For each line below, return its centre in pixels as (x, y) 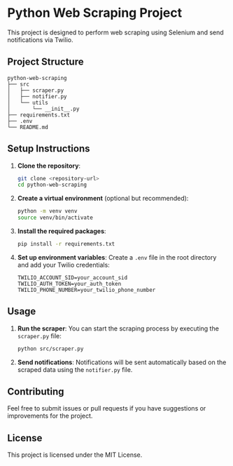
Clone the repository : (49, 166)
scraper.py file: (39, 335)
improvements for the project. (50, 416)
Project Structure (45, 62)
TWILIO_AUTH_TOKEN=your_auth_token (69, 284)
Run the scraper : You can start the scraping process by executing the (118, 328)
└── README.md (28, 127)
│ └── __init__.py (43, 109)
